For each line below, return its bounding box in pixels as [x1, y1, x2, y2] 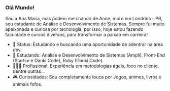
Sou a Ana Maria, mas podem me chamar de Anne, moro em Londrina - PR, [5, 16, 163, 22]
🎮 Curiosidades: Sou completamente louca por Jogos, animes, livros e [12, 74, 161, 80]
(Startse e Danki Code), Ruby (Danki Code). [12, 58, 104, 64]
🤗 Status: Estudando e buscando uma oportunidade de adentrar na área [12, 41, 163, 48]
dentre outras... [12, 68, 45, 74]
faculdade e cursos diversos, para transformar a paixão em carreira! [5, 32, 148, 38]
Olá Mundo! [5, 4, 35, 11]
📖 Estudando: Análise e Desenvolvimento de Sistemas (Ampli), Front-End [12, 52, 165, 58]
